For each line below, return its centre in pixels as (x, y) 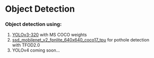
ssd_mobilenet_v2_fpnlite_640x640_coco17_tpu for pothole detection (81, 40)
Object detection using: (34, 24)
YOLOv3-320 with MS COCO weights (49, 35)
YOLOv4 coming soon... (36, 50)
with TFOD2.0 (26, 45)
